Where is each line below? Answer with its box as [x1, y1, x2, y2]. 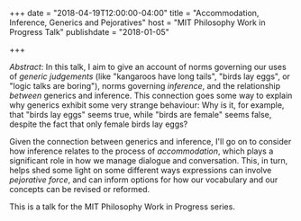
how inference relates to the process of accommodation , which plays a [9, 146, 274, 156]
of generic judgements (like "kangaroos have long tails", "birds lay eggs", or [9, 71, 291, 82]
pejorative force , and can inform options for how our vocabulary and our [9, 174, 278, 185]
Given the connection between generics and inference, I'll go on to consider [9, 137, 292, 146]
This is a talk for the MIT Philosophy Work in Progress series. [9, 201, 236, 212]
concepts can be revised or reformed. [9, 184, 150, 194]
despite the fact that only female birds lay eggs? [9, 119, 188, 129]
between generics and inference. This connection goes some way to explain [9, 90, 293, 101]
